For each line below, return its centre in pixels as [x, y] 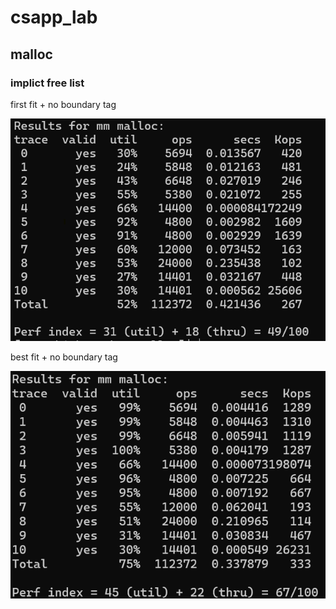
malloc [31, 54]
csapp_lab [54, 17]
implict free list [47, 83]
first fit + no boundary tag [63, 104]
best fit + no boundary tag [64, 357]
